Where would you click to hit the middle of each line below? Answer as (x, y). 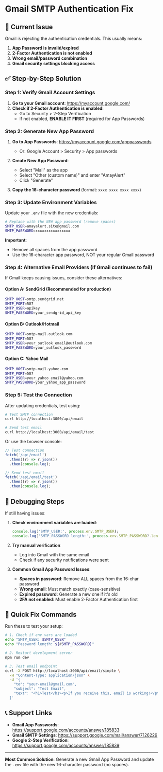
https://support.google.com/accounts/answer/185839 (66, 745)
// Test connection (25, 450)
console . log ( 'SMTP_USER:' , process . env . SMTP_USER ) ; (65, 531)
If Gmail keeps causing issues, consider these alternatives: (64, 278)
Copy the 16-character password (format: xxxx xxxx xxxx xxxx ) (77, 189)
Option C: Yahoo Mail (27, 359)
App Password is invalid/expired (45, 48)
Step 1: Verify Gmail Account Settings (50, 92)
